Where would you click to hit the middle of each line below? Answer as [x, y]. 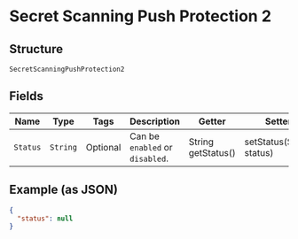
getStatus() [212, 152]
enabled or [151, 147]
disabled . [149, 158]
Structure [36, 49]
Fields [27, 96]
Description [155, 121]
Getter [212, 121]
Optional [103, 147]
